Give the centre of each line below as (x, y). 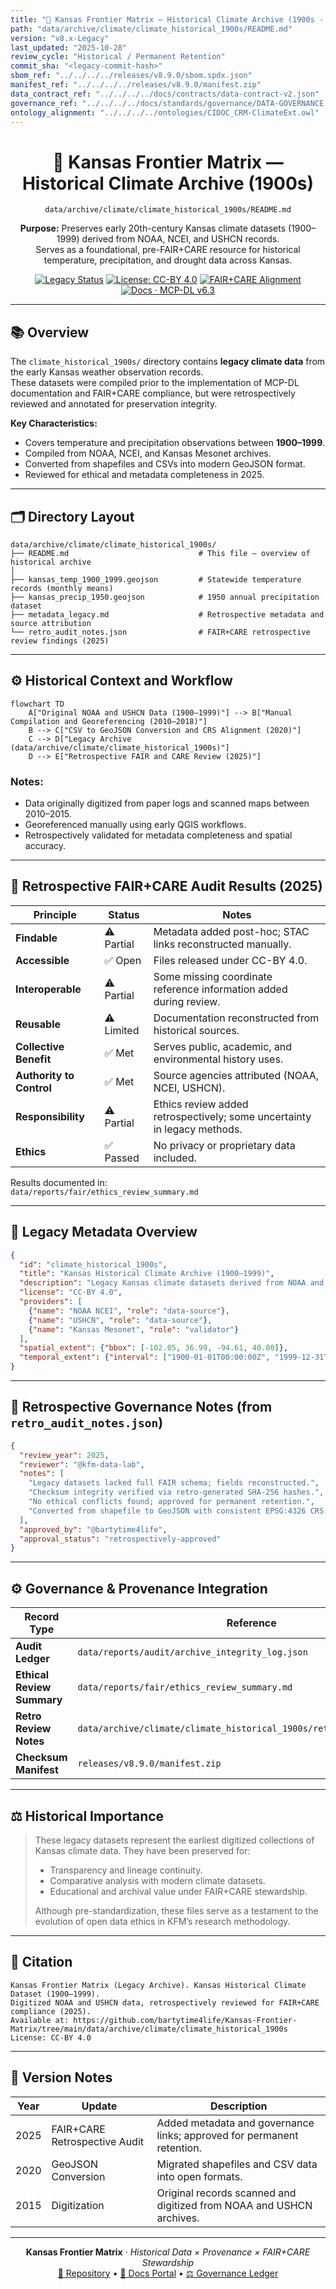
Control (33, 1088)
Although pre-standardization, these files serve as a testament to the (176, 1910)
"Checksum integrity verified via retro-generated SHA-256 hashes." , (176, 1492)
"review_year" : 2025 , (64, 1455)
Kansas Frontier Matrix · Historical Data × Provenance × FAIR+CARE (168, 2252)
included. (175, 1158)
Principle (55, 914)
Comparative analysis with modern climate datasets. (157, 1880)
